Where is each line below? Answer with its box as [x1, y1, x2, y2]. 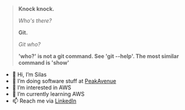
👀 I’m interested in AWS [12, 84, 71, 91]
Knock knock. [18, 5, 55, 12]
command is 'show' [18, 59, 70, 66]
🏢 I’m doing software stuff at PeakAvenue [12, 78, 117, 84]
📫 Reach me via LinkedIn [12, 97, 77, 105]
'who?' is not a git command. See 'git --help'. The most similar [18, 53, 179, 60]
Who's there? [18, 17, 52, 24]
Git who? [18, 41, 41, 48]
